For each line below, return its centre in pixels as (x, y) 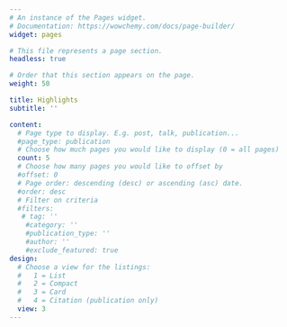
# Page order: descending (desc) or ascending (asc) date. (130, 183)
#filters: (36, 208)
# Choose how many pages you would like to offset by (120, 167)
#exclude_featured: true (72, 250)
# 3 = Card (42, 292)
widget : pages (36, 34)
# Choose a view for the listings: (84, 267)
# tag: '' (40, 217)
